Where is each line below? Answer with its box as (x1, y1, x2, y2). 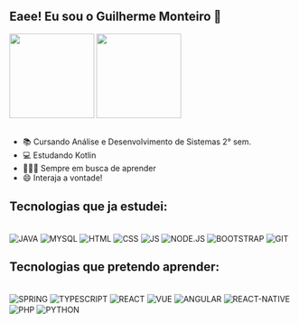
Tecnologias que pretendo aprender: (9, 259, 220, 275)
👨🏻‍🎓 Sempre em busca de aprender (22, 163, 156, 174)
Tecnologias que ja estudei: (9, 198, 168, 214)
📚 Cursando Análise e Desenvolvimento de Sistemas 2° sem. (22, 136, 252, 147)
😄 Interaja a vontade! (22, 172, 103, 183)
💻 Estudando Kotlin (22, 150, 97, 161)
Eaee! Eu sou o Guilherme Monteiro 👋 (9, 9, 222, 24)
